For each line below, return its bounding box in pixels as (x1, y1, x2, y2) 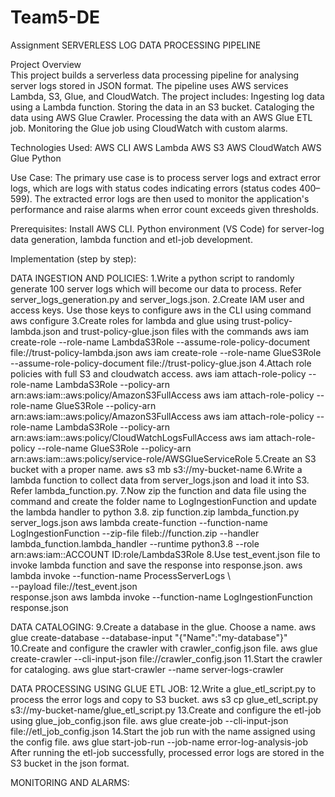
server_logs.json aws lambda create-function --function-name (10, 516, 268, 528)
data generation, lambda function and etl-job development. (10, 233, 253, 245)
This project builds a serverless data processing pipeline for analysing (10, 69, 300, 81)
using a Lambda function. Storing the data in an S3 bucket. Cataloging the (10, 101, 315, 113)
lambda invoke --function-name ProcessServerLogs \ (10, 569, 232, 581)
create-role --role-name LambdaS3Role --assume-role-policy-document (10, 336, 311, 348)
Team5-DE (10, 6, 101, 29)
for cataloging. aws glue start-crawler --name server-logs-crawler (10, 663, 284, 675)
